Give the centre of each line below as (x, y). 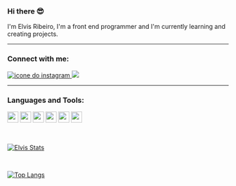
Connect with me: (38, 59)
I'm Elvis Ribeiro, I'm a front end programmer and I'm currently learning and (117, 27)
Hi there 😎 (26, 11)
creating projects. (33, 34)
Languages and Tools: (46, 100)
